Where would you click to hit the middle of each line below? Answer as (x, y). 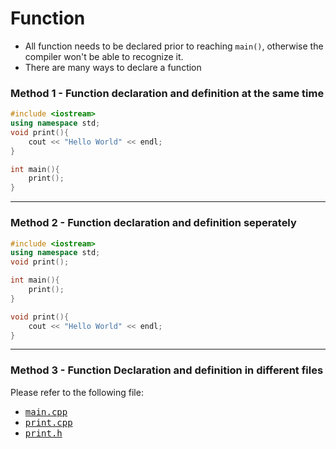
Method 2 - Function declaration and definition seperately (153, 223)
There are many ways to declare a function (113, 67)
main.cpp (46, 411)
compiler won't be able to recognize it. (104, 56)
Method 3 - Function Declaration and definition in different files (167, 370)
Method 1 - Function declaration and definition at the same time (167, 93)
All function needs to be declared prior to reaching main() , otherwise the (174, 46)
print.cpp (48, 422)
